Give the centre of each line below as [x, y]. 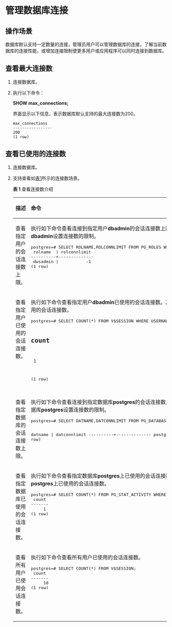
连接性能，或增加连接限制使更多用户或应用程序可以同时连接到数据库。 [93, 51]
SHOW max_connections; [41, 103]
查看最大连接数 [29, 69]
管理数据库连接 [37, 11]
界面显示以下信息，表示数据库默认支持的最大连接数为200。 [75, 113]
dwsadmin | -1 [62, 262]
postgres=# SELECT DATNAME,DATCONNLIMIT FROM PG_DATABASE [100, 421]
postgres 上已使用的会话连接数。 [70, 484]
